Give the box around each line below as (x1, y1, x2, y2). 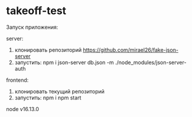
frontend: (6, 76, 29, 83)
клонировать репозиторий (14, 46, 82, 54)
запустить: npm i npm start (14, 94, 82, 101)
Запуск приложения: (6, 24, 58, 31)
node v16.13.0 (6, 105, 40, 112)
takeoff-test (6, 4, 67, 18)
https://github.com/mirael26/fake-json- (82, 46, 179, 54)
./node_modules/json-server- (115, 59, 187, 66)
